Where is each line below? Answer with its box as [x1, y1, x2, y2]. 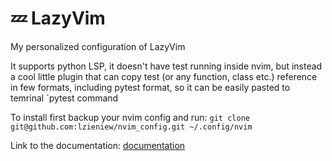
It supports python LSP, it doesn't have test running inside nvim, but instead [10, 60, 323, 72]
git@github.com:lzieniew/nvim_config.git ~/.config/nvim [10, 122, 253, 132]
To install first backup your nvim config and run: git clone [10, 111, 250, 123]
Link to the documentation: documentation [10, 139, 186, 151]
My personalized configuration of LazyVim [10, 40, 186, 52]
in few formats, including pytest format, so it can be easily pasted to [10, 81, 291, 93]
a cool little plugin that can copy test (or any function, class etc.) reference [10, 70, 318, 82]
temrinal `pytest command [10, 92, 119, 104]
